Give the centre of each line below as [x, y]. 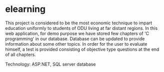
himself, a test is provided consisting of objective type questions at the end [82, 49]
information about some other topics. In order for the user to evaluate [76, 44]
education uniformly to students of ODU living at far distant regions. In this [82, 28]
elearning [25, 9]
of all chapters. [21, 54]
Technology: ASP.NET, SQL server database [51, 64]
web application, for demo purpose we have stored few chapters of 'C [77, 33]
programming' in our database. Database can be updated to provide [75, 39]
